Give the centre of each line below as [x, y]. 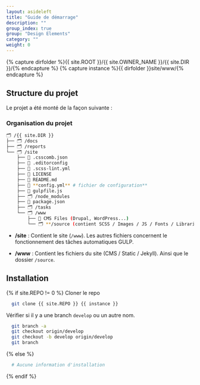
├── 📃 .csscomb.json [42, 158]
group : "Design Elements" [38, 34]
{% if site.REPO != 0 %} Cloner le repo [53, 293]
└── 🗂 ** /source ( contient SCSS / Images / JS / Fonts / [101, 224]
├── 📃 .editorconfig [42, 163]
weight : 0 [18, 45]
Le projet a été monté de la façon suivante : [59, 107]
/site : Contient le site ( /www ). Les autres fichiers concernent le [91, 235]
